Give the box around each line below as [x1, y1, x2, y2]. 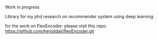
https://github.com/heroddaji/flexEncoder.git [5, 28, 94, 34]
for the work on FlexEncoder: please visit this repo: [5, 23, 107, 29]
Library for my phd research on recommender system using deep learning [5, 14, 154, 19]
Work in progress [5, 4, 40, 10]
